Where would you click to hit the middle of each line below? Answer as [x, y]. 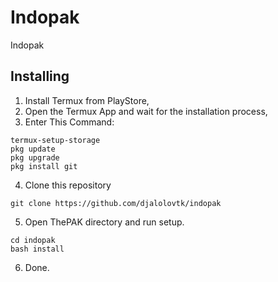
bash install [37, 249]
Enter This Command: [69, 122]
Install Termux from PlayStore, [87, 100]
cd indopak [33, 240]
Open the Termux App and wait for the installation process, [146, 111]
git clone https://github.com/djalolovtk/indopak [116, 203]
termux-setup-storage [55, 140]
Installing [40, 76]
